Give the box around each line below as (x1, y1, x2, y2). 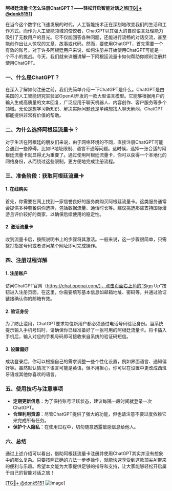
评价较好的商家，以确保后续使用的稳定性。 (14, 211, 104, 217)
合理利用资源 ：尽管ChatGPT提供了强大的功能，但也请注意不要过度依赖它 (12, 410, 167, 417)
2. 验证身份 (5, 308, 29, 315)
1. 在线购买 (5, 186, 28, 192)
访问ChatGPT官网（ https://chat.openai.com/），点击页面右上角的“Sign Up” (5, 283, 162, 289)
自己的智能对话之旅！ (9, 469, 55, 476)
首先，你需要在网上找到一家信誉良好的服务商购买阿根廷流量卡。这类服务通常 (5, 198, 167, 204)
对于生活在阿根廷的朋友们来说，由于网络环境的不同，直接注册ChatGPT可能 (5, 139, 164, 145)
